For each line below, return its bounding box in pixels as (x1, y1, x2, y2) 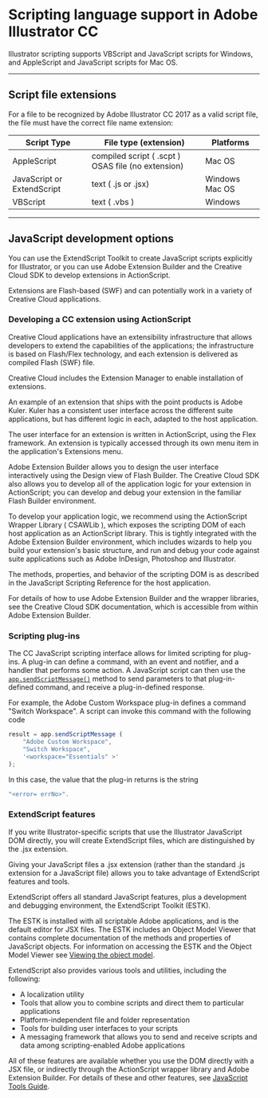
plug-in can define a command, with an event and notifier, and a (28, 657, 239, 666)
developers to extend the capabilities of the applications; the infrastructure (8, 340, 254, 350)
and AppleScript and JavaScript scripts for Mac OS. (8, 58, 178, 67)
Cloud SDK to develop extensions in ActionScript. (8, 270, 171, 280)
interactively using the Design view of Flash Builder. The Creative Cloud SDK (8, 470, 260, 480)
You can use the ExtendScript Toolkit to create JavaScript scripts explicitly (8, 253, 253, 263)
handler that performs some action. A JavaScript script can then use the (8, 666, 246, 675)
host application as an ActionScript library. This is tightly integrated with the (8, 528, 257, 538)
